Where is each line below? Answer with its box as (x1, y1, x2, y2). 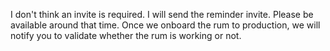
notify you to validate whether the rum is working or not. (10, 30, 242, 41)
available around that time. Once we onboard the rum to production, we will (10, 19, 321, 31)
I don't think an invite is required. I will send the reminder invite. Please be (10, 9, 314, 20)
